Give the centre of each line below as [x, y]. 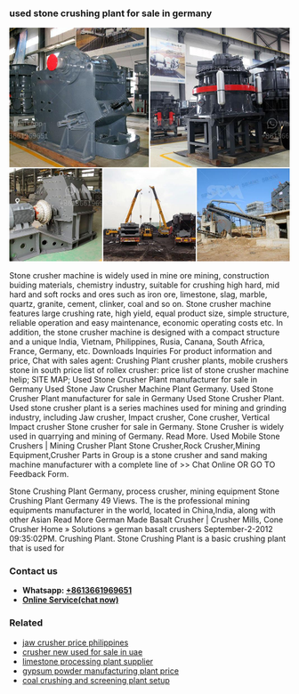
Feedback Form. [39, 473]
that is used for [37, 548]
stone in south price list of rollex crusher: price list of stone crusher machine [149, 370]
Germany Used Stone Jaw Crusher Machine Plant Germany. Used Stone [141, 389]
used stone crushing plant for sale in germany [111, 13]
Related [26, 623]
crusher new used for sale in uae [82, 651]
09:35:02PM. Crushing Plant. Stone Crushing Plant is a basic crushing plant [148, 538]
